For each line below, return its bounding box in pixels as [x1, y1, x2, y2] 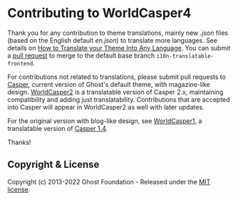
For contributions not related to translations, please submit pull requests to [7, 73, 227, 81]
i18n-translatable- [156, 52, 214, 60]
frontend [7, 60, 33, 67]
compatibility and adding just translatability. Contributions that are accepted [7, 95, 230, 104]
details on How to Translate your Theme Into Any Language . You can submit [7, 43, 231, 52]
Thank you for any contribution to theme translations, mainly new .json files [7, 28, 229, 37]
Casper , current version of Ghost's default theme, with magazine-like [7, 80, 210, 88]
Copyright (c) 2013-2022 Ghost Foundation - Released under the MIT [7, 177, 211, 186]
